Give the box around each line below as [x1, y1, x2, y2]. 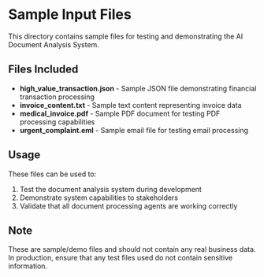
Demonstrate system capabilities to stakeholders [19, 193, 179, 202]
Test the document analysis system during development [19, 184, 203, 194]
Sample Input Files [8, 6, 132, 24]
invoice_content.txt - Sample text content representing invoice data [19, 100, 242, 109]
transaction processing [19, 92, 95, 102]
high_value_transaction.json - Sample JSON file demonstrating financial [19, 83, 257, 93]
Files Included [8, 63, 79, 76]
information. [8, 261, 48, 271]
